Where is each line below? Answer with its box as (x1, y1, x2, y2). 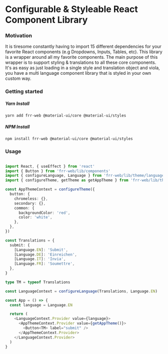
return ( (9, 311, 28, 317)
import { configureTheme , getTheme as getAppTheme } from (5, 178, 128, 183)
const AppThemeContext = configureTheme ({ (5, 187, 95, 192)
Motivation (5, 32, 32, 39)
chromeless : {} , (14, 196, 48, 201)
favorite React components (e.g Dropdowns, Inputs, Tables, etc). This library (5, 49, 162, 55)
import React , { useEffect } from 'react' (5, 164, 95, 169)
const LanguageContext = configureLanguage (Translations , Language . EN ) (5, 289, 157, 294)
